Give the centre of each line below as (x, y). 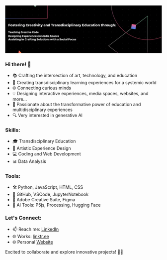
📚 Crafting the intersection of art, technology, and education (75, 75)
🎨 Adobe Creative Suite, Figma (44, 200)
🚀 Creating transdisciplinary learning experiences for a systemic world (84, 82)
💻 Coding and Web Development (46, 154)
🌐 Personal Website (33, 242)
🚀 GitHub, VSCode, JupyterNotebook (50, 194)
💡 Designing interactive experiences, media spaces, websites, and (80, 93)
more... (20, 99)
